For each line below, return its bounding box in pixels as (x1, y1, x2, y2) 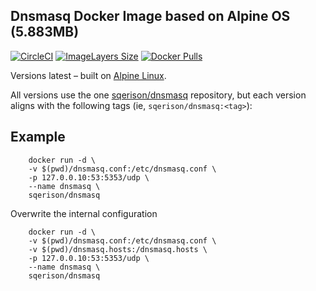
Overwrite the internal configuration (10, 207, 158, 219)
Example (10, 129, 66, 146)
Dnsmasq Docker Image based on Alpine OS (10, 8, 291, 25)
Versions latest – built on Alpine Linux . (10, 69, 167, 81)
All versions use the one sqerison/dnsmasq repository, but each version (10, 89, 307, 101)
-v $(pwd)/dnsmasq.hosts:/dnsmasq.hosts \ (28, 244, 208, 254)
